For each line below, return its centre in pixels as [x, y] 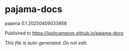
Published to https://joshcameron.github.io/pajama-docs [64, 33]
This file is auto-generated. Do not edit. [46, 43]
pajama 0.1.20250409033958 [36, 23]
